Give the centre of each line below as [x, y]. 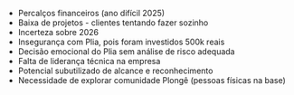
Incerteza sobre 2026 [58, 32]
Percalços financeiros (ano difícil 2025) [91, 13]
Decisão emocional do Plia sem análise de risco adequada [126, 52]
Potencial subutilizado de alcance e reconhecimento [115, 71]
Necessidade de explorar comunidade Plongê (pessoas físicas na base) [152, 80]
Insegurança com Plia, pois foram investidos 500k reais [121, 42]
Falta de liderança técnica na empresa [89, 61]
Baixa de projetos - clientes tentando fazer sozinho [113, 23]
